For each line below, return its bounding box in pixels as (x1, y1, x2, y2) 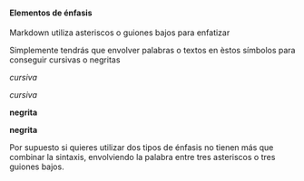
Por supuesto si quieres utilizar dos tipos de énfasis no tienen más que (9, 142, 274, 153)
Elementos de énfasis (9, 7, 93, 18)
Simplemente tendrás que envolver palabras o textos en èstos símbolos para (9, 45, 296, 56)
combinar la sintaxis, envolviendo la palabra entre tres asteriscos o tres (9, 152, 276, 163)
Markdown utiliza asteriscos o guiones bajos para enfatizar (9, 27, 230, 38)
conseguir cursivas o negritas (9, 54, 121, 65)
